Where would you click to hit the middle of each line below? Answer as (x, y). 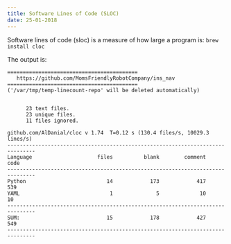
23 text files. (48, 108)
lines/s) (20, 139)
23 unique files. (51, 114)
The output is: (27, 59)
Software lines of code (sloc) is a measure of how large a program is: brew (113, 40)
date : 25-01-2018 (32, 20)
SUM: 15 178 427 (107, 218)
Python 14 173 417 (107, 181)
